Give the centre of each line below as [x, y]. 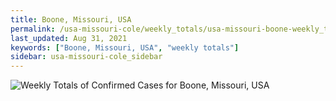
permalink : [33, 29]
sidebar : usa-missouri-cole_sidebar [86, 57]
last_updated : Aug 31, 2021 [69, 38]
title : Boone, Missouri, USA [71, 19]
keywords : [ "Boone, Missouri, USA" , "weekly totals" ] [125, 47]
